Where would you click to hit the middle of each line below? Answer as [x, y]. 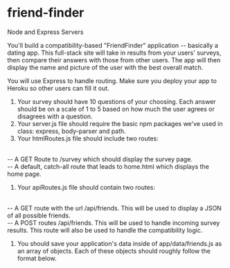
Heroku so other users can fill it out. [58, 88]
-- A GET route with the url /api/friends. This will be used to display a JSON [114, 208]
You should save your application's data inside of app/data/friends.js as [120, 243]
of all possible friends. [39, 215]
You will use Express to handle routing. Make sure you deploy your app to [112, 80]
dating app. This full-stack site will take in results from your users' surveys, [114, 53]
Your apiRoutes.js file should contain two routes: [86, 187]
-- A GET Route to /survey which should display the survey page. [100, 159]
